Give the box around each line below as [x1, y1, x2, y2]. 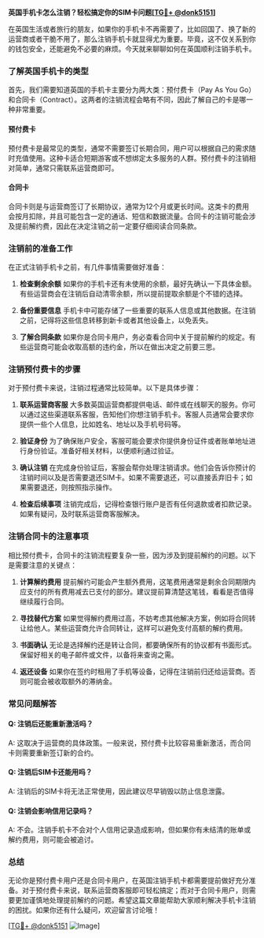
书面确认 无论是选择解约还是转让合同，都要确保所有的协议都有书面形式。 [19, 640, 256, 650]
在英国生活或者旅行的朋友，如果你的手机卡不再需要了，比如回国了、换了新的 [8, 24, 256, 34]
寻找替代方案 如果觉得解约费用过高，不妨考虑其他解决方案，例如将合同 [19, 613, 249, 623]
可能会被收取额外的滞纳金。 [26, 676, 116, 686]
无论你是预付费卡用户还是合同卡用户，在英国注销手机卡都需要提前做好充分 [8, 876, 249, 885]
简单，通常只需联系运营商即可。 [14, 163, 119, 173]
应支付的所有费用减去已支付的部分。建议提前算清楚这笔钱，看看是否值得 [19, 586, 254, 596]
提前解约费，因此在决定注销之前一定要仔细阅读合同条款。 [14, 221, 201, 231]
